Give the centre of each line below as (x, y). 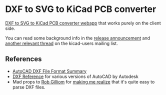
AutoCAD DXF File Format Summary (49, 71)
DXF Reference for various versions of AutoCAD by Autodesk (75, 76)
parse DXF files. (29, 87)
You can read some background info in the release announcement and (78, 38)
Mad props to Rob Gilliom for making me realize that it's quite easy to (83, 81)
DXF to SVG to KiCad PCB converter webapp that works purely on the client (83, 23)
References (23, 59)
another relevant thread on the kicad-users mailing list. (62, 43)
